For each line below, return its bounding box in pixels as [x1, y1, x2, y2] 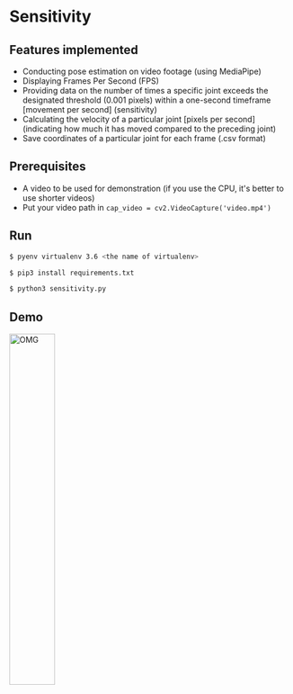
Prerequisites [9, 159, 86, 175]
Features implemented [9, 42, 138, 58]
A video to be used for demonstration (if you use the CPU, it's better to [22, 183, 285, 194]
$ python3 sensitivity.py [9, 284, 106, 293]
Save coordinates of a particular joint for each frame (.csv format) [22, 133, 267, 143]
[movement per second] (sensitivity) [22, 104, 157, 114]
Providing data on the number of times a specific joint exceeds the [22, 86, 269, 95]
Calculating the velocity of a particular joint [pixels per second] [22, 114, 256, 124]
